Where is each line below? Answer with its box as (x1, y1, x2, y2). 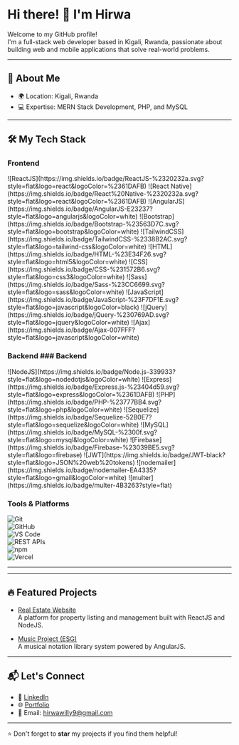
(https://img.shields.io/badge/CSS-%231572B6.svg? (7, 265, 161, 273)
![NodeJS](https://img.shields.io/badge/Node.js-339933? (7, 367, 176, 376)
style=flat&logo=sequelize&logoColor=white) (7, 420, 139, 429)
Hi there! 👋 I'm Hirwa (7, 6, 132, 23)
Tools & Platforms (7, 499, 70, 509)
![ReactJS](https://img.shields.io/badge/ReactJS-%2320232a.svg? (7, 174, 204, 183)
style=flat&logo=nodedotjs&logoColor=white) (7, 375, 141, 383)
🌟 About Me (7, 73, 60, 85)
